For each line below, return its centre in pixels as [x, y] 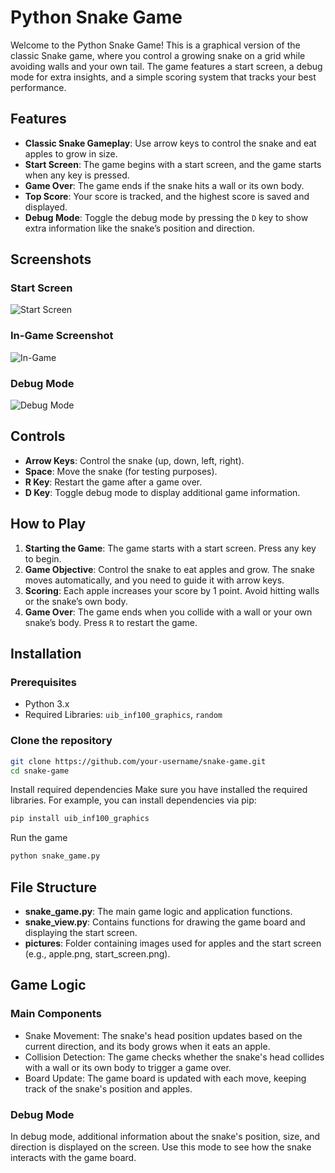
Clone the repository [61, 741]
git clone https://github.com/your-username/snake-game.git [138, 761]
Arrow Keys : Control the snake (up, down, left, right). [134, 460]
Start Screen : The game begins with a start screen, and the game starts [173, 164]
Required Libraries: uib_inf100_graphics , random [123, 715]
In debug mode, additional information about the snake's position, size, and [165, 1136]
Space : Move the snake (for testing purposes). [121, 471]
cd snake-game [40, 771]
